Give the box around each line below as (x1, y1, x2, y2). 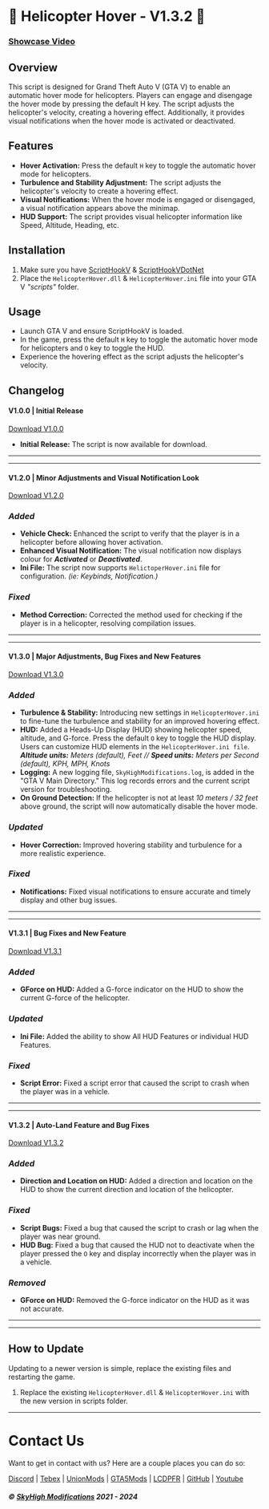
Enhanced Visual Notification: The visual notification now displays (19, 546, 242, 556)
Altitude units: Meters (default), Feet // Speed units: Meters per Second (19, 750, 259, 761)
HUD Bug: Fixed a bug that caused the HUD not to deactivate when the (19, 1239, 255, 1250)
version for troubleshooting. (19, 785, 112, 794)
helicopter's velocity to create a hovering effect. (19, 186, 179, 196)
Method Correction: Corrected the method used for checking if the (19, 610, 243, 619)
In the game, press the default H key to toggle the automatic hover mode (19, 335, 259, 344)
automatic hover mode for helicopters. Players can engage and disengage (8, 90, 253, 99)
